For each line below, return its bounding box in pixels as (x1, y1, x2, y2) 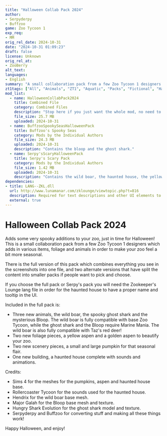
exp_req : (5, 30, 23, 35)
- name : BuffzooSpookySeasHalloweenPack (9, 123, 94, 128)
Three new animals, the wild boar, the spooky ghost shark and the (12, 312, 148, 318)
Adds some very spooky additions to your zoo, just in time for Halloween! (5, 236, 155, 242)
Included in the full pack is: (5, 302, 61, 308)
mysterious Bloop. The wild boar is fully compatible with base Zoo (12, 317, 148, 323)
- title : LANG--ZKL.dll (5, 184, 55, 189)
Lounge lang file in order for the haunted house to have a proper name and (5, 287, 158, 293)
